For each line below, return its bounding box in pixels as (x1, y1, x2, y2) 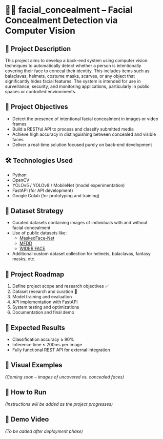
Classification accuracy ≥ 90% (12, 336, 74, 342)
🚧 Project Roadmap (5, 270, 64, 278)
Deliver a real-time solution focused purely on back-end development (12, 142, 152, 147)
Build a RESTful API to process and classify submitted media (12, 126, 134, 132)
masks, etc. (12, 256, 36, 262)
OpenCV (12, 177, 30, 183)
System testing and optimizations (12, 304, 80, 310)
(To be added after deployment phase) (5, 428, 83, 434)
